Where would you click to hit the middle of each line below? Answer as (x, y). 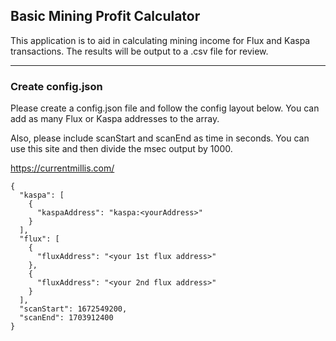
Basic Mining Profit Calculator (105, 16)
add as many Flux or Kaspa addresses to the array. (115, 119)
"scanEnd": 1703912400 (66, 318)
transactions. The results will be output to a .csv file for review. (139, 51)
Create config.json (56, 86)
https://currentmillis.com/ (62, 168)
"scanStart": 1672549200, (73, 309)
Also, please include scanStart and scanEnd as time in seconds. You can (160, 138)
